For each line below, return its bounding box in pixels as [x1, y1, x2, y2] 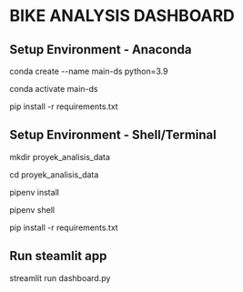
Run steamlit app [9, 248, 107, 264]
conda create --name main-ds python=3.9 [9, 65, 168, 76]
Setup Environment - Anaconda [9, 42, 192, 57]
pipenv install [9, 186, 59, 197]
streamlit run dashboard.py [9, 272, 111, 283]
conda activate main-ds [9, 84, 98, 94]
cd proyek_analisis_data [9, 169, 99, 180]
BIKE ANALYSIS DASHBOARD [9, 5, 235, 26]
